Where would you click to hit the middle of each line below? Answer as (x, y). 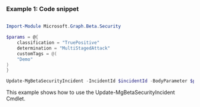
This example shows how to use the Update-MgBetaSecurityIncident (91, 92)
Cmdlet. (16, 99)
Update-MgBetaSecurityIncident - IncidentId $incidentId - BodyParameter (97, 81)
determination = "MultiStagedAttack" (64, 48)
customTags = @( (37, 53)
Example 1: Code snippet (43, 9)
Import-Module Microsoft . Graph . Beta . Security (63, 26)
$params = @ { (22, 37)
